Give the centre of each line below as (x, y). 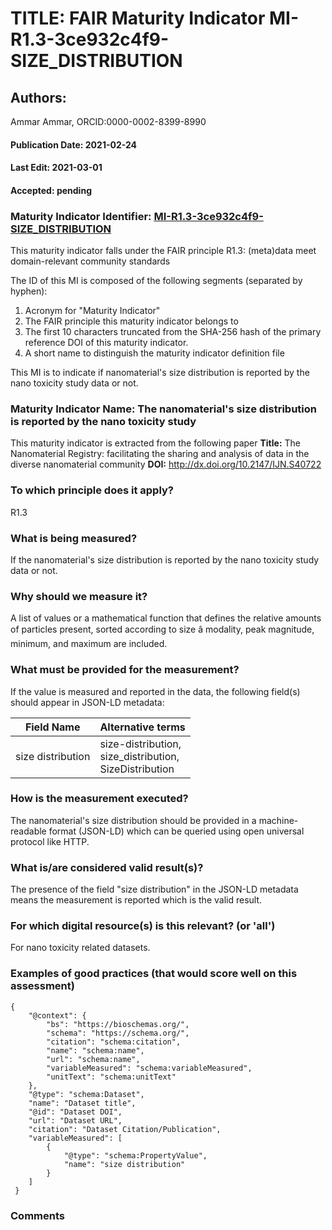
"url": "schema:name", (93, 1059)
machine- (278, 820)
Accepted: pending (51, 190)
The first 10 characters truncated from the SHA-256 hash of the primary (173, 332)
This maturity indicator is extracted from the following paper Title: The (155, 443)
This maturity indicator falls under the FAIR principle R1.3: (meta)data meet (163, 251)
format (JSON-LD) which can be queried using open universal (176, 831)
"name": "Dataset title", (82, 1103)
